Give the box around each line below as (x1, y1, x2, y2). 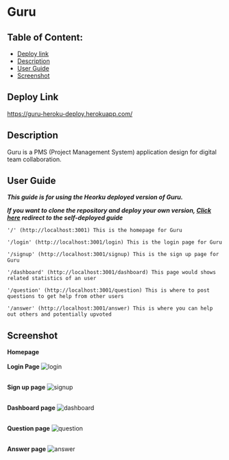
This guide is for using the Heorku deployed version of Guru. (7, 193, 183, 201)
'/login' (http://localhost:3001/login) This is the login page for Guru (7, 239, 223, 246)
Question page (7, 424, 50, 433)
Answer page (7, 445, 47, 453)
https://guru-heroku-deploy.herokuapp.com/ (7, 109, 133, 117)
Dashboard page (7, 404, 56, 412)
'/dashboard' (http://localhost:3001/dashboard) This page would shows (7, 269, 216, 276)
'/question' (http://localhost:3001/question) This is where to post (7, 287, 210, 294)
